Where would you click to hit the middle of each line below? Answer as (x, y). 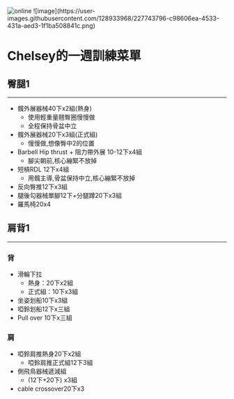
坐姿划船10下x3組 (42, 300)
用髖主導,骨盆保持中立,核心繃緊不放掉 (81, 178)
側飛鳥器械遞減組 (42, 371)
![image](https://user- (64, 11)
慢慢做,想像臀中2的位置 (61, 143)
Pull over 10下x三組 (45, 318)
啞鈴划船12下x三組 (44, 309)
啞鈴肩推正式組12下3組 (60, 363)
